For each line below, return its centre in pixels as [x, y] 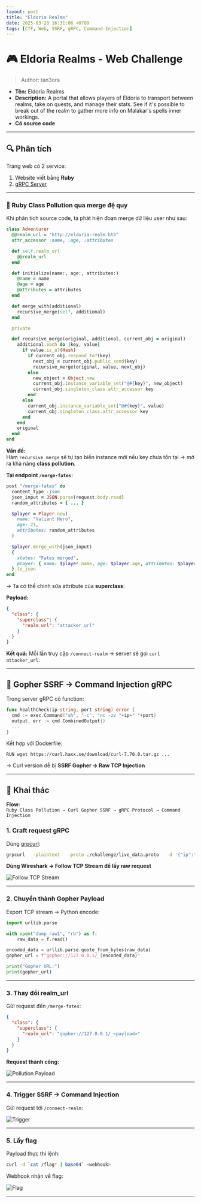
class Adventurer [28, 229]
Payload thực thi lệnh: [33, 1153]
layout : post [22, 12]
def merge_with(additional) [47, 306]
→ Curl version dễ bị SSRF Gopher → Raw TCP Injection [76, 765]
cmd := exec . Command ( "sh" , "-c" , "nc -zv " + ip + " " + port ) [84, 715]
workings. [27, 117]
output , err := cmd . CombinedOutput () [59, 721]
